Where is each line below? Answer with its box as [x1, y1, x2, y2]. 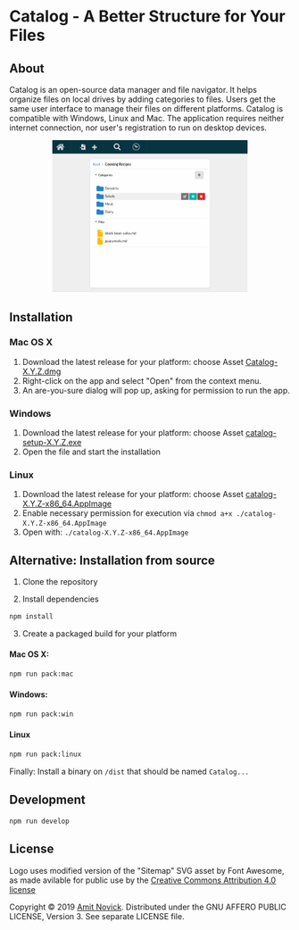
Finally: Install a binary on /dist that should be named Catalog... [9, 766, 250, 777]
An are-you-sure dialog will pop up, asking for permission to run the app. [21, 385, 290, 395]
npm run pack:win [9, 710, 74, 719]
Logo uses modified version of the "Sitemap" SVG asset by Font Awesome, [9, 865, 285, 876]
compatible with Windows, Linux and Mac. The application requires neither [9, 113, 285, 123]
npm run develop [9, 817, 70, 826]
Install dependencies [21, 594, 100, 604]
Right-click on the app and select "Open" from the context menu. [21, 375, 262, 386]
